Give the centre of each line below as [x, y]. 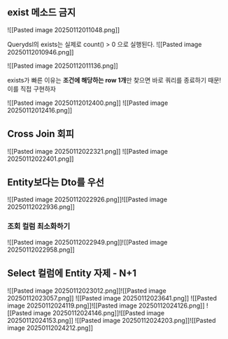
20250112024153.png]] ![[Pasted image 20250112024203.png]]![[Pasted [112, 320]
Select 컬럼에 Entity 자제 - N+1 [72, 274]
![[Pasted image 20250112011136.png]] [63, 66]
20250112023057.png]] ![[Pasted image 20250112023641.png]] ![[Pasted [112, 298]
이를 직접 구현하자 [31, 89]
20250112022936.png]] [41, 207]
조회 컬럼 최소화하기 [39, 226]
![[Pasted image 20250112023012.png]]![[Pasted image [87, 290]
